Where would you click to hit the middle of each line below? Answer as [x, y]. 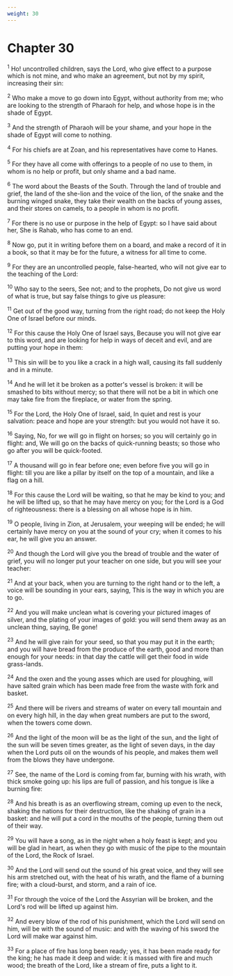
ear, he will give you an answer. [52, 539]
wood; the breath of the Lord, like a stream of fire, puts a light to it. [102, 966]
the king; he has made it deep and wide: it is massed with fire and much [110, 958]
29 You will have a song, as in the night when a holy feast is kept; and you [112, 840]
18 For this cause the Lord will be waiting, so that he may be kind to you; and [116, 494]
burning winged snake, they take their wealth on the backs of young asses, [115, 201]
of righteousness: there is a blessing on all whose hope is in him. [100, 509]
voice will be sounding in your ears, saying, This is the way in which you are [116, 590]
